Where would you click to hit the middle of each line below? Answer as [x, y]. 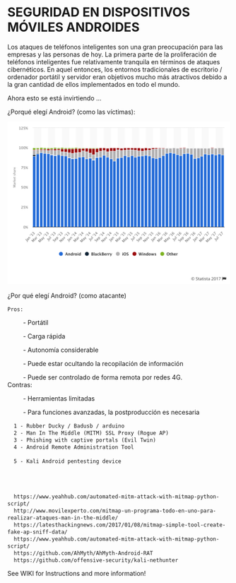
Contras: [20, 385]
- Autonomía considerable [61, 350]
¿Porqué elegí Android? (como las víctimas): [71, 112]
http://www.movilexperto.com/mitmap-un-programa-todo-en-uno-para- [115, 511]
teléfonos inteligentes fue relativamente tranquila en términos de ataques [114, 61]
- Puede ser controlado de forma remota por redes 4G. [103, 377]
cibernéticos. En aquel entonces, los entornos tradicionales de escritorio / [115, 69]
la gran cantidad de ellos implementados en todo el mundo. [94, 84]
